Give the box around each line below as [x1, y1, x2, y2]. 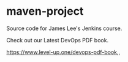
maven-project [6, 4, 84, 18]
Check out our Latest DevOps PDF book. [6, 36, 109, 44]
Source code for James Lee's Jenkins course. [6, 25, 122, 32]
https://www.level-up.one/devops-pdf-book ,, [6, 48, 121, 56]
